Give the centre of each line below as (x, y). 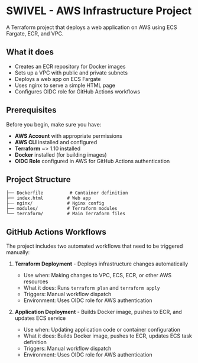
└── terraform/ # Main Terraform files (66, 214)
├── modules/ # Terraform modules (62, 209)
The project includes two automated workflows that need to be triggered (95, 246)
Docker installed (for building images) (61, 154)
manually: (18, 252)
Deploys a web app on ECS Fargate (58, 79)
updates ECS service (40, 318)
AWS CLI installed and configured (56, 142)
